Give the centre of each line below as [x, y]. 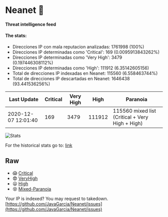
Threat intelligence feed [31, 24]
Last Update [24, 99]
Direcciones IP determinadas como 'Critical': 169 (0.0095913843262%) [86, 52]
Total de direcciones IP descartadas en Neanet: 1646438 [71, 78]
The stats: [16, 36]
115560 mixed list [134, 111]
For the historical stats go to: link [39, 145]
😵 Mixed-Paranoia [32, 189]
